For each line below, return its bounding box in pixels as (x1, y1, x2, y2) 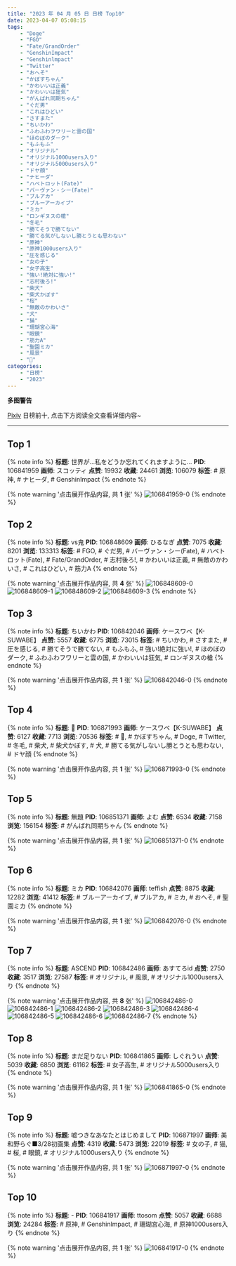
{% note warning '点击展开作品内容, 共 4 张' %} (7, 579, 145, 588)
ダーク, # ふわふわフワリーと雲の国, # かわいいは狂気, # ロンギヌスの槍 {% (7, 654, 223, 662)
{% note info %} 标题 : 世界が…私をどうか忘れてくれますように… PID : (7, 458, 206, 466)
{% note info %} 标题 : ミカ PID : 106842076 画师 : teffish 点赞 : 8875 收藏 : (7, 884, 216, 892)
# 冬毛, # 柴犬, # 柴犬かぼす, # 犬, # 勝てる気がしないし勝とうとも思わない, (7, 741, 223, 749)
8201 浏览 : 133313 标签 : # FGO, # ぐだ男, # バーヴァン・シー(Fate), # (7, 547, 206, 555)
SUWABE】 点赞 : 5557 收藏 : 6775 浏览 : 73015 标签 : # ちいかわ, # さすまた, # (7, 636, 228, 645)
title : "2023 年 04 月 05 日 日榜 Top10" (7, 10, 125, 18)
